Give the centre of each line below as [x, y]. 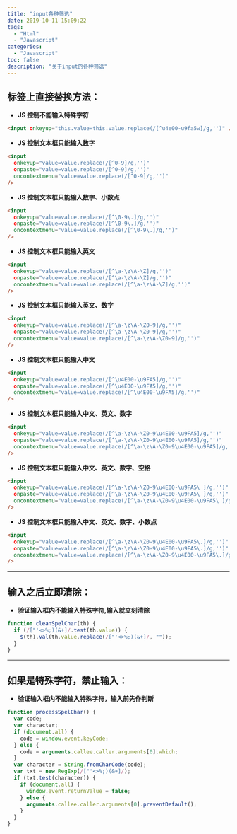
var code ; [28, 719]
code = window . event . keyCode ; [65, 739]
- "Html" [26, 34]
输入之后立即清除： [49, 592]
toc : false [23, 60]
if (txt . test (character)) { [55, 778]
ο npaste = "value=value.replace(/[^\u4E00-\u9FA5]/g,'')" [97, 386]
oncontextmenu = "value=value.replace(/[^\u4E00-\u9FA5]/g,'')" [107, 393]
